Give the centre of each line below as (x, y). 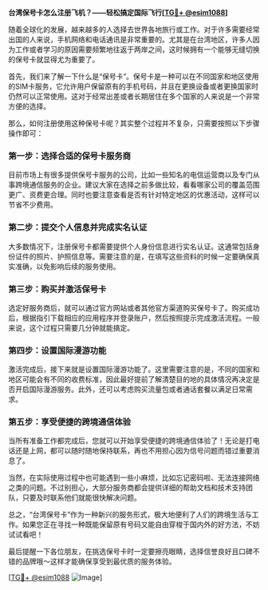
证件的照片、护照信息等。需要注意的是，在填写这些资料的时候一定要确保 (134, 256)
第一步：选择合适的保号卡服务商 (70, 156)
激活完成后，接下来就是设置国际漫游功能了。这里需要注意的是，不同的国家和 (134, 370)
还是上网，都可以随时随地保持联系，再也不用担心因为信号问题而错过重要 (134, 451)
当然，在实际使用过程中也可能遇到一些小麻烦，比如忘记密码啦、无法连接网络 (134, 477)
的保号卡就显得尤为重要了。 (54, 59)
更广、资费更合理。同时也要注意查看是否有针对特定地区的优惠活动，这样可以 (134, 195)
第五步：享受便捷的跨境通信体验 (70, 422)
